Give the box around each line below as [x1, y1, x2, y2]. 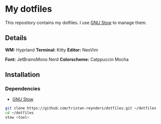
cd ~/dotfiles [5, 110, 34, 116]
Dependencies [5, 85, 41, 92]
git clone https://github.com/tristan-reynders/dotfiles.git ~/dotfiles [5, 106, 157, 111]
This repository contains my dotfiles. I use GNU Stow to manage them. [5, 20, 147, 25]
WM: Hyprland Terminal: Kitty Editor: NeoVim [5, 47, 98, 52]
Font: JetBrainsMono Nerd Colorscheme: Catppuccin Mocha [5, 56, 129, 62]
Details [5, 34, 27, 42]
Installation [5, 71, 40, 79]
